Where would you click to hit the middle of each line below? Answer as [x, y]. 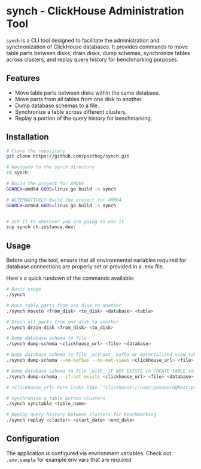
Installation [28, 137]
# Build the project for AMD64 [45, 184]
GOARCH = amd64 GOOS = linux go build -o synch [61, 189]
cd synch [17, 173]
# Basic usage [24, 289]
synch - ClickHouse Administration [95, 11]
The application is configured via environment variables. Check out [89, 453]
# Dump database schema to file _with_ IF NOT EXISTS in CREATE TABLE [96, 371]
